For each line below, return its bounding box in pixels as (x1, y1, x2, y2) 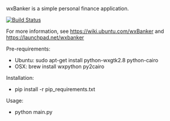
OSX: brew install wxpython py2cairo (14, 63, 105, 70)
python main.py (14, 109, 53, 115)
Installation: (6, 75, 34, 81)
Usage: (6, 97, 24, 104)
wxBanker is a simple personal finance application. (6, 5, 129, 12)
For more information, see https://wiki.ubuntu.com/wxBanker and (6, 28, 165, 35)
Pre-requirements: (6, 45, 51, 52)
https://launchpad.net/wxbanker (6, 34, 84, 41)
